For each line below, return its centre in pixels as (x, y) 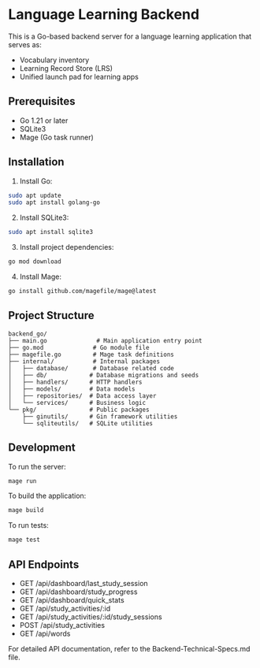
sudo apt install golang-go (54, 202)
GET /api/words (45, 633)
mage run (22, 481)
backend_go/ (28, 334)
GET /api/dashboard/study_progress (78, 592)
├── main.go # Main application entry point (105, 340)
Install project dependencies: (67, 247)
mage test (24, 540)
